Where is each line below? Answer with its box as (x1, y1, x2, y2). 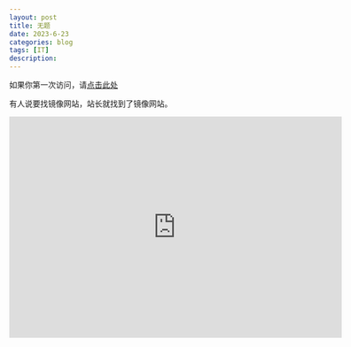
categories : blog (9, 37, 74, 47)
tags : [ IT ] (9, 46, 50, 55)
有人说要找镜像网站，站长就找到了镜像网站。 (9, 98, 173, 109)
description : (9, 54, 58, 63)
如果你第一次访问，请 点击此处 (9, 80, 118, 89)
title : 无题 (9, 21, 51, 30)
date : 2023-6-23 (9, 29, 69, 38)
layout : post (9, 12, 58, 22)
